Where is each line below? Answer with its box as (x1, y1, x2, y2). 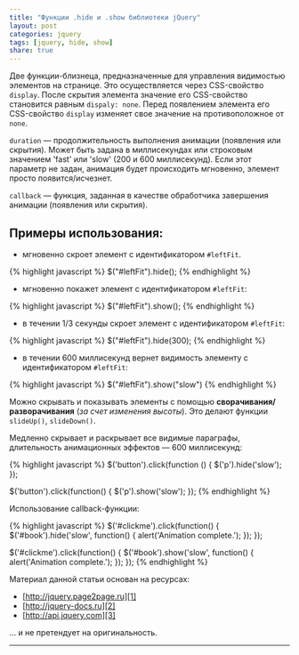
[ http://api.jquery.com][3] (21, 610, 116, 620)
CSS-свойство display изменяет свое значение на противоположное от (9, 109, 285, 119)
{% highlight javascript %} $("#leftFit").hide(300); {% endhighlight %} (9, 335, 266, 345)
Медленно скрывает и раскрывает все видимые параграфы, (9, 433, 240, 443)
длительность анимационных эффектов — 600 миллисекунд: (9, 441, 243, 452)
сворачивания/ (216, 396, 276, 407)
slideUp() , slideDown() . (9, 415, 96, 425)
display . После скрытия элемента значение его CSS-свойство (9, 90, 248, 101)
